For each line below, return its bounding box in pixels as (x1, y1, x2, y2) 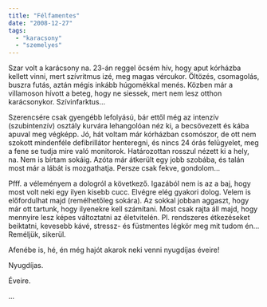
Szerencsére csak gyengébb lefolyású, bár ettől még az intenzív (8, 112, 219, 122)
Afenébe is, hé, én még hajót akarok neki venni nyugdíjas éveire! (8, 245, 220, 255)
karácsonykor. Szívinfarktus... (8, 97, 106, 107)
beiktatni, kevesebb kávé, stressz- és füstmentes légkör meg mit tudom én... (8, 221, 260, 231)
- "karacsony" (15, 33, 62, 42)
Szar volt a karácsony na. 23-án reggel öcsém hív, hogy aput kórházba (8, 63, 241, 73)
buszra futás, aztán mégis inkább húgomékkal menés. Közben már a (8, 81, 234, 90)
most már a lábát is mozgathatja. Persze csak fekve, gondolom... (8, 163, 221, 173)
